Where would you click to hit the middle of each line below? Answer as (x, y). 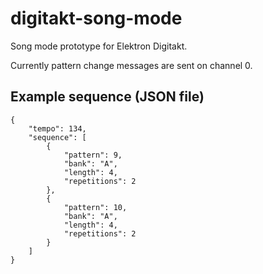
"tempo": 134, (57, 128)
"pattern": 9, (93, 155)
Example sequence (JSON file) (107, 97)
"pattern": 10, (95, 207)
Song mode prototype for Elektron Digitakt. (99, 46)
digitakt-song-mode (96, 18)
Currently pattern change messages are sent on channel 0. (131, 65)
